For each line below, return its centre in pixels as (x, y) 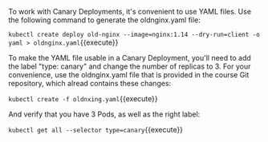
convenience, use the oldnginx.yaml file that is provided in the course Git (129, 75)
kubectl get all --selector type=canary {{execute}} (95, 130)
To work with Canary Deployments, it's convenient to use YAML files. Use (130, 12)
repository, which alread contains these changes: (90, 83)
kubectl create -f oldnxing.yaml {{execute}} (83, 99)
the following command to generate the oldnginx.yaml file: (104, 20)
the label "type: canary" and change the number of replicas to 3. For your (130, 66)
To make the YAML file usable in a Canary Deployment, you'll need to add (130, 58)
